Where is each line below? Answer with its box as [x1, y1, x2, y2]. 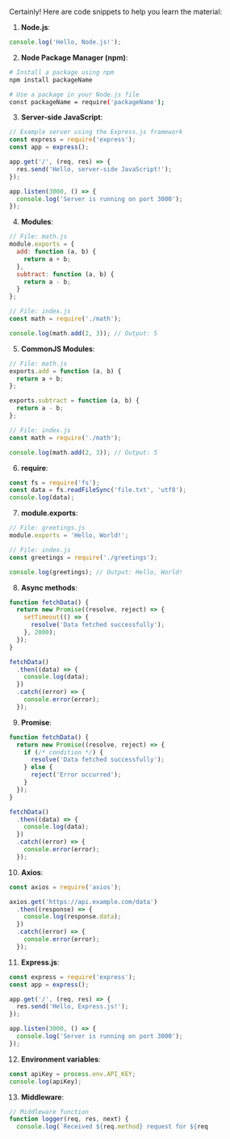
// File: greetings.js [9, 524, 86, 532]
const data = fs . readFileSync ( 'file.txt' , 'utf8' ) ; [9, 486, 186, 494]
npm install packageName [9, 76, 93, 84]
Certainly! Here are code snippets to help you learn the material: [9, 7, 223, 16]
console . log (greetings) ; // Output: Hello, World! [9, 568, 183, 576]
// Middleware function [9, 1107, 90, 1116]
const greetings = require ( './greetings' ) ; [9, 553, 158, 561]
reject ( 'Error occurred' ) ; [30, 771, 122, 779]
